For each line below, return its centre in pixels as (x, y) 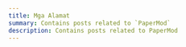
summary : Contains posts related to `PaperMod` (90, 23)
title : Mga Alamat (39, 16)
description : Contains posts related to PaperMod (93, 30)
